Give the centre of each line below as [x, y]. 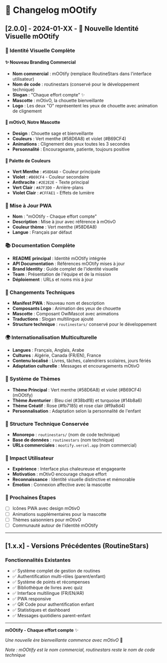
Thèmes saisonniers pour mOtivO [47, 520]
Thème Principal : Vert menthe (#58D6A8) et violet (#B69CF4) [77, 389]
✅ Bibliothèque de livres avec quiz [47, 588]
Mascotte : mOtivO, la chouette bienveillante [58, 100]
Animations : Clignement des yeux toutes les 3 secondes [71, 144]
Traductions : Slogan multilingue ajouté [53, 319]
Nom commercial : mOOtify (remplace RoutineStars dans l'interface [82, 74]
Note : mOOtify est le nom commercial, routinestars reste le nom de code [80, 650]
